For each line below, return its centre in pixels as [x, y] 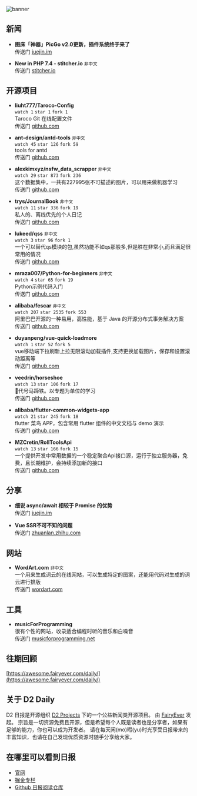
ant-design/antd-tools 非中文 [50, 138]
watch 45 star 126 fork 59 [46, 144]
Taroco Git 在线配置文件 [43, 118]
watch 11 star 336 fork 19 [46, 208]
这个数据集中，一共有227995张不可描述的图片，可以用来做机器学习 [96, 182]
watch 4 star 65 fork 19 [44, 280]
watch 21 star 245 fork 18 [46, 417]
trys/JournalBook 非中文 [44, 201]
